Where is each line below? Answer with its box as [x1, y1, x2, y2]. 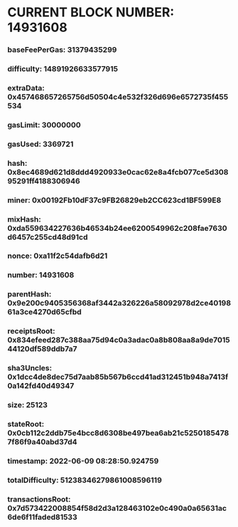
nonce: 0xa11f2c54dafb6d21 [7, 251, 108, 261]
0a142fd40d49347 [7, 381, 75, 391]
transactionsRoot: [7, 494, 71, 504]
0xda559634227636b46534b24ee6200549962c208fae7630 [7, 223, 227, 233]
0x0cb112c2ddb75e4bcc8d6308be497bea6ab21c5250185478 [7, 428, 229, 438]
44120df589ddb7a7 [7, 344, 77, 354]
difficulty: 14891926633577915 [7, 64, 119, 74]
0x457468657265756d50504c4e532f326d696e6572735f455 [7, 92, 229, 102]
